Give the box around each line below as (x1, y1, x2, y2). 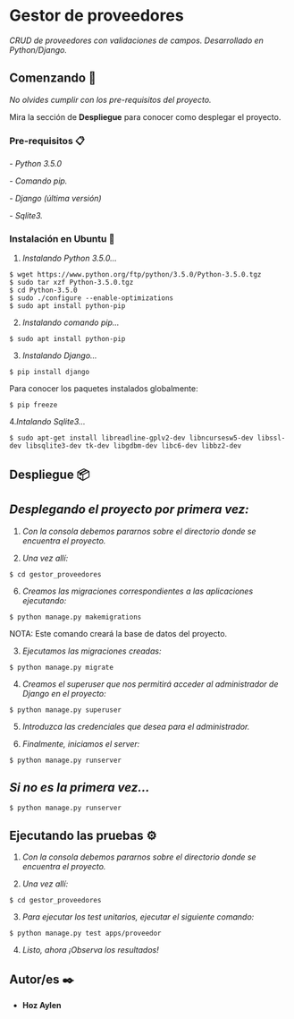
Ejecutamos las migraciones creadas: (21, 646, 162, 656)
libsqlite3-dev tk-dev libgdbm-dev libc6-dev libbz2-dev (25, 441, 242, 450)
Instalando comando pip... (21, 317, 120, 328)
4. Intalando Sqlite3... (9, 416, 87, 427)
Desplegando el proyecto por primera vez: (9, 502, 249, 518)
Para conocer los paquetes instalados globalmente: (9, 383, 198, 394)
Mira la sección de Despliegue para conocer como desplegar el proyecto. (9, 111, 281, 122)
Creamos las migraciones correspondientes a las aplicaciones (21, 586, 254, 596)
